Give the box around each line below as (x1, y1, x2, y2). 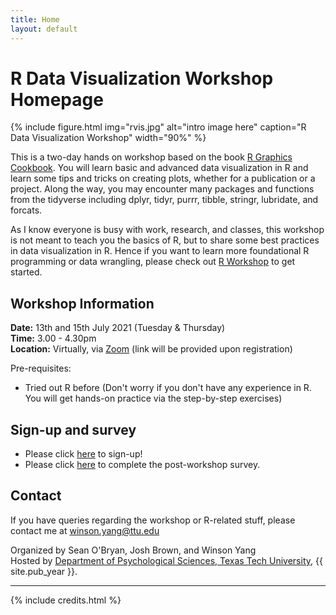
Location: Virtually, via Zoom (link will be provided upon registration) (10, 343, 293, 355)
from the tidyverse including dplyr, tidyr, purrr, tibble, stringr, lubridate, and (10, 194, 319, 206)
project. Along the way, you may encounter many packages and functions (10, 183, 315, 195)
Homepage (10, 88, 104, 111)
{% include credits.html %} (10, 594, 122, 606)
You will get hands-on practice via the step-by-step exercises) (24, 392, 283, 405)
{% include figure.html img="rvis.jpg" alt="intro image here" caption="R (10, 121, 307, 133)
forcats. (10, 204, 43, 216)
